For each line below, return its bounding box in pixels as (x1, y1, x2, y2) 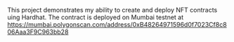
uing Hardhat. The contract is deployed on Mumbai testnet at (7, 13, 184, 21)
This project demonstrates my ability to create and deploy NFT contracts (7, 6, 218, 14)
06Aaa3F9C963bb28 (7, 28, 69, 36)
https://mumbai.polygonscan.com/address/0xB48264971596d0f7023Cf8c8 (7, 21, 227, 28)
